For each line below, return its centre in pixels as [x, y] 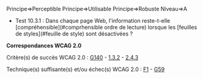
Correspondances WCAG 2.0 [44, 46]
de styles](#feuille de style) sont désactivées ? [74, 34]
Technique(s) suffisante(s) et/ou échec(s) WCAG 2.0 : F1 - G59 [86, 69]
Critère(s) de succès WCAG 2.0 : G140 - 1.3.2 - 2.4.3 [72, 57]
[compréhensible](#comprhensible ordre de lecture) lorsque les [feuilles [106, 27]
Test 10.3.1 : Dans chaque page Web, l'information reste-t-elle [93, 21]
